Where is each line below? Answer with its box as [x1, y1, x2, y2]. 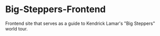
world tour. [5, 25, 28, 31]
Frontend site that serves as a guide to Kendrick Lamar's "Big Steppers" [5, 20, 155, 26]
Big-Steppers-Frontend [5, 4, 106, 15]
